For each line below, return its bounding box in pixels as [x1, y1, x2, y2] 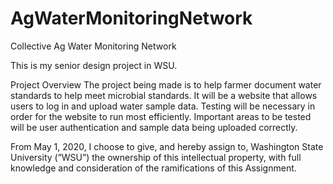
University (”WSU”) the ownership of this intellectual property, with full [10, 151, 302, 163]
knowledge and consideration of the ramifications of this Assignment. [10, 162, 297, 174]
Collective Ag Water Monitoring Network [10, 40, 177, 52]
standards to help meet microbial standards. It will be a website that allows [10, 89, 318, 101]
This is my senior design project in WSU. [10, 59, 178, 71]
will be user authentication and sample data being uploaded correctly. [10, 121, 298, 133]
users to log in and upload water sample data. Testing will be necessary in [10, 100, 316, 112]
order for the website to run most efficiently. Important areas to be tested [10, 110, 312, 122]
